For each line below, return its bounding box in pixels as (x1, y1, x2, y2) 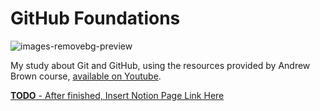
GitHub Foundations (10, 7, 181, 30)
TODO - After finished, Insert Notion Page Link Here (10, 89, 225, 101)
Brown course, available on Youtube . (10, 70, 162, 82)
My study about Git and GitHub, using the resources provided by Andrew (10, 59, 311, 71)
